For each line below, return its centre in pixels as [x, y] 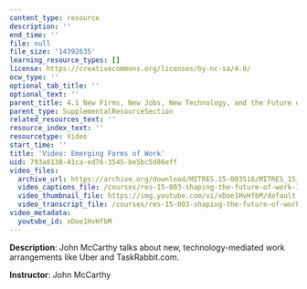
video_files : [34, 170]
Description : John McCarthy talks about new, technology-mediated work [147, 247]
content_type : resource [55, 18]
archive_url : [42, 179]
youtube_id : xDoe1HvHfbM [65, 221]
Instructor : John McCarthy [60, 274]
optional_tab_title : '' [55, 86]
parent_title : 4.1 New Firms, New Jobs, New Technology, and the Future [151, 103]
